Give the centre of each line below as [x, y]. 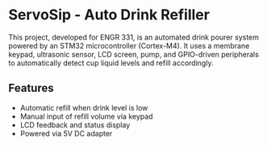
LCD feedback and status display [75, 125]
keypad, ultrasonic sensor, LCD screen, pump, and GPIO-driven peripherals [134, 54]
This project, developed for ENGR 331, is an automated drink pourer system [134, 37]
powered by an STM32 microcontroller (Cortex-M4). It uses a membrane [129, 45]
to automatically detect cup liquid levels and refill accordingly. [111, 63]
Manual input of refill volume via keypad [86, 116]
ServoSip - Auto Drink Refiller [109, 15]
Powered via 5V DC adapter [66, 133]
